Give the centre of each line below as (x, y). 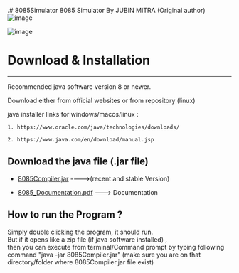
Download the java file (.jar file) (78, 162)
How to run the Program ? (65, 215)
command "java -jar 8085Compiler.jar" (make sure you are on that (104, 255)
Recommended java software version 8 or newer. (79, 86)
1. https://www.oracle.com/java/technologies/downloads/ (94, 127)
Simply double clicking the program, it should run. (80, 232)
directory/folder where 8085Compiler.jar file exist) (81, 262)
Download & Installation (79, 60)
